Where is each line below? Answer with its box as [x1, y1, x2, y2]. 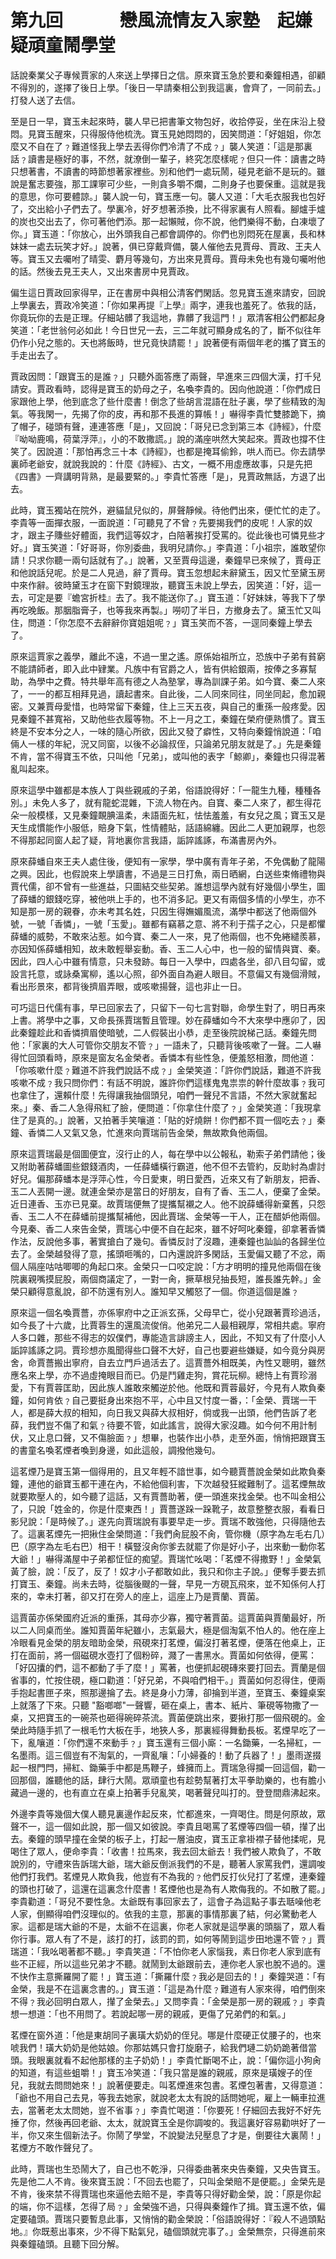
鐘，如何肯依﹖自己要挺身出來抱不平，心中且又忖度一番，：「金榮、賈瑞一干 [10, 1394, 317, 1406]
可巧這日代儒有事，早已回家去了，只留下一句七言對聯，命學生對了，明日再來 [10, 1001, 326, 1013]
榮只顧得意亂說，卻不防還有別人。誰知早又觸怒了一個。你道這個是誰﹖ [10, 1285, 300, 1297]
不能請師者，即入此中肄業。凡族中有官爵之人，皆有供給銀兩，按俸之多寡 [10, 662, 308, 675]
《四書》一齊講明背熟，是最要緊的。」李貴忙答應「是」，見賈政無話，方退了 [10, 470, 317, 482]
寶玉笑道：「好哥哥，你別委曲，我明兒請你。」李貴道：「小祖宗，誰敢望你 [31, 541, 326, 553]
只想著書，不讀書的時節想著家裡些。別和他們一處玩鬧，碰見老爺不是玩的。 [10, 165, 317, 177]
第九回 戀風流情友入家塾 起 [10, 9, 295, 32]
